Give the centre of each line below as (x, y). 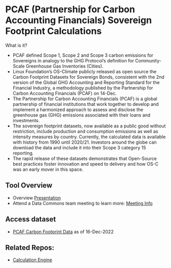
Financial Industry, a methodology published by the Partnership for (83, 87)
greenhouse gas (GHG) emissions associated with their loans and (81, 115)
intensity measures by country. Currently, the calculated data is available (89, 137)
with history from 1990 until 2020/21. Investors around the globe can (85, 142)
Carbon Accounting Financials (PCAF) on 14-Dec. (65, 93)
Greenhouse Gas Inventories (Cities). (65, 66)
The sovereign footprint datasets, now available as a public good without (89, 126)
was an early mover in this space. (48, 169)
